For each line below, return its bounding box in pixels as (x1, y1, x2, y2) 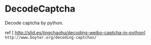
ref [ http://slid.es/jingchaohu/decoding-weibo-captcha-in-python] (5, 29, 146, 35)
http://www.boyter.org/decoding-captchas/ (5, 35, 97, 40)
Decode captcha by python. (5, 20, 63, 26)
